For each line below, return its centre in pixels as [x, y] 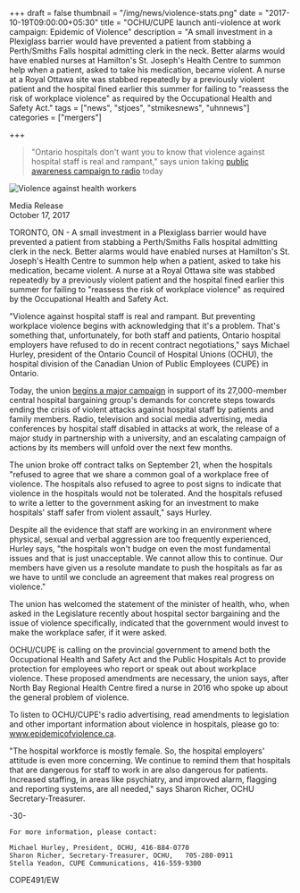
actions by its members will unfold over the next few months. [121, 447]
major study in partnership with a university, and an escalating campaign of [148, 438]
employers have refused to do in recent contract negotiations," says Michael [150, 345]
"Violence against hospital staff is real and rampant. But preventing [133, 316]
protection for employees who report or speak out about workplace [133, 669]
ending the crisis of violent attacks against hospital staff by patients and [142, 409]
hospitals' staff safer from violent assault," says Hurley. [111, 512]
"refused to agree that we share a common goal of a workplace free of [139, 474]
